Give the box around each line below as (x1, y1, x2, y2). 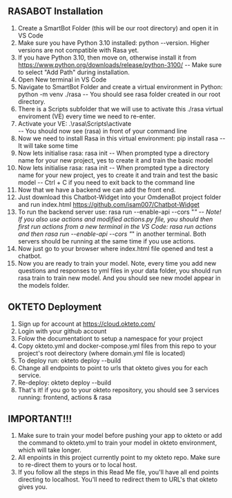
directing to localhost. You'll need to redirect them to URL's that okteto (17, 475, 218, 483)
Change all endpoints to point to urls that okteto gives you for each (17, 363, 209, 372)
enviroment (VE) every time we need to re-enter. (17, 112, 156, 120)
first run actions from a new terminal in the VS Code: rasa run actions (17, 222, 217, 230)
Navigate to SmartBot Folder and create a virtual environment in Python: (17, 82, 223, 91)
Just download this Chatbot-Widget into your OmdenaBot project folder (17, 193, 222, 201)
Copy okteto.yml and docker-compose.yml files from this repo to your (17, 342, 217, 350)
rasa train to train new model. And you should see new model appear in (17, 273, 221, 282)
